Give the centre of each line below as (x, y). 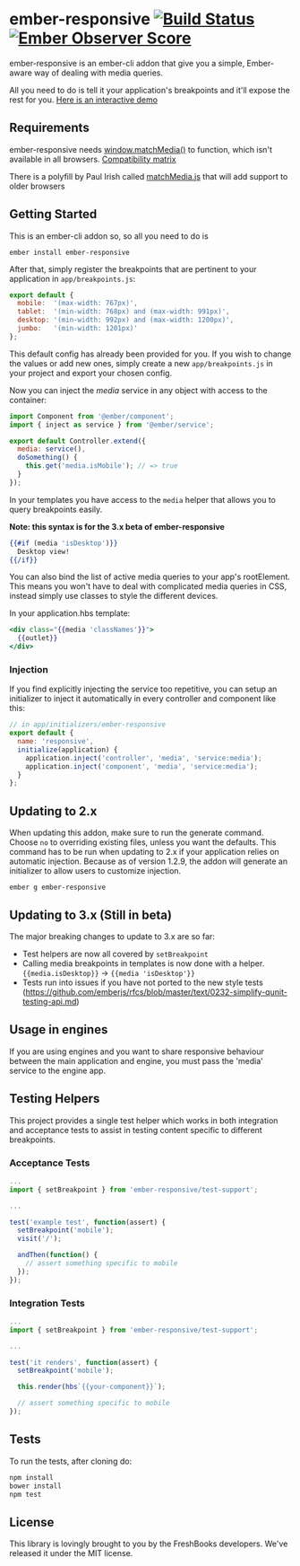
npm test (26, 1494)
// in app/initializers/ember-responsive (88, 725)
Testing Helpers (55, 1099)
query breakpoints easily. (56, 509)
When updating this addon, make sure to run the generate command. (137, 833)
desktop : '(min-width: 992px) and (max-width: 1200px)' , (126, 320)
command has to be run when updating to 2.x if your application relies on (144, 852)
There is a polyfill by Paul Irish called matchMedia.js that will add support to (149, 176)
